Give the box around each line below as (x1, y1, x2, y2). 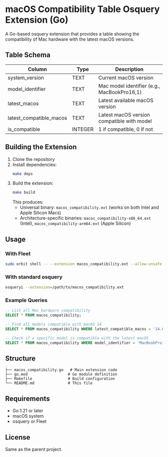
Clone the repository (12, 156, 55, 162)
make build (12, 190, 35, 195)
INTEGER (72, 126, 94, 133)
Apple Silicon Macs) (19, 210, 61, 216)
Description (114, 65, 144, 72)
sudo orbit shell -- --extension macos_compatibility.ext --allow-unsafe (5, 261, 162, 266)
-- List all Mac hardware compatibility (5, 308, 91, 313)
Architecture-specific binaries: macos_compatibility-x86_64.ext (19, 215, 151, 221)
